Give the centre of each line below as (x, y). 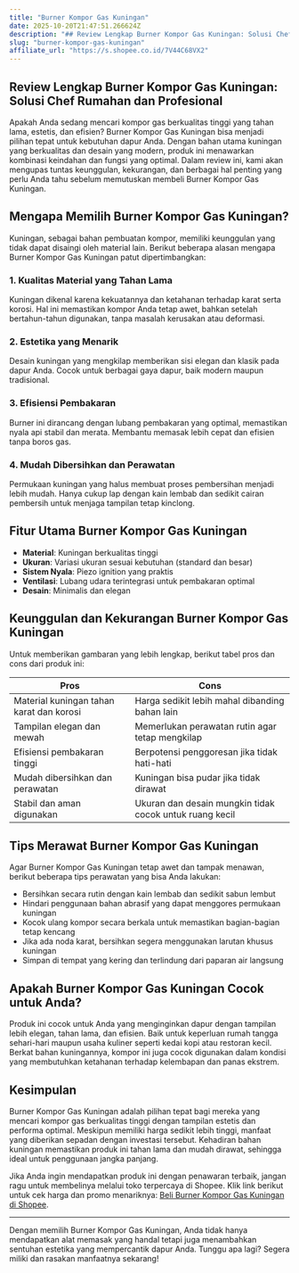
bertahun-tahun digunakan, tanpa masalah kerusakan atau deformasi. (137, 318)
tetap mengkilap (169, 737)
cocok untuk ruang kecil (185, 814)
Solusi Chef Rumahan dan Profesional (116, 100)
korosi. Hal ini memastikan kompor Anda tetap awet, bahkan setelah (133, 310)
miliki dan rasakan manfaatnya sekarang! (84, 1258)
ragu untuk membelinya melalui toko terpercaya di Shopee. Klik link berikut (146, 1186)
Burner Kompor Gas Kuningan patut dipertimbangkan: (108, 257)
